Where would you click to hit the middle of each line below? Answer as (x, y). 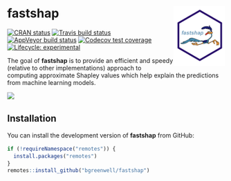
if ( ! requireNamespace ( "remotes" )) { (62, 149)
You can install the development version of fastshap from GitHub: (101, 135)
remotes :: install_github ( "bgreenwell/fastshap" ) (78, 171)
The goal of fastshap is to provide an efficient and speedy (90, 60)
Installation (32, 118)
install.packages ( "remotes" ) (55, 156)
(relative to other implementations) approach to (74, 68)
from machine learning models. (52, 82)
